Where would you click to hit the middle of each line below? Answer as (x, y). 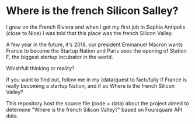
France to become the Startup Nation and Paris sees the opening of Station (96, 50)
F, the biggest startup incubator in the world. (60, 57)
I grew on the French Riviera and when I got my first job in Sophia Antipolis (96, 27)
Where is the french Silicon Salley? (92, 11)
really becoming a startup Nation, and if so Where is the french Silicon (90, 85)
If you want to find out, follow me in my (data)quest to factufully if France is (96, 80)
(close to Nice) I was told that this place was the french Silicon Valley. (90, 33)
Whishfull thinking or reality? (40, 68)
